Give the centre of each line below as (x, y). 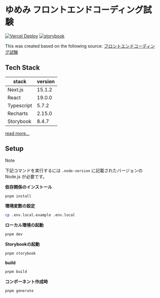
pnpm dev (14, 234)
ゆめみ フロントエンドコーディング (74, 10)
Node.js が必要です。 (26, 176)
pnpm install (18, 196)
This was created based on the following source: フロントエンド (70, 46)
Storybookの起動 (22, 244)
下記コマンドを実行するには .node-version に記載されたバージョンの (74, 170)
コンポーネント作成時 (26, 281)
